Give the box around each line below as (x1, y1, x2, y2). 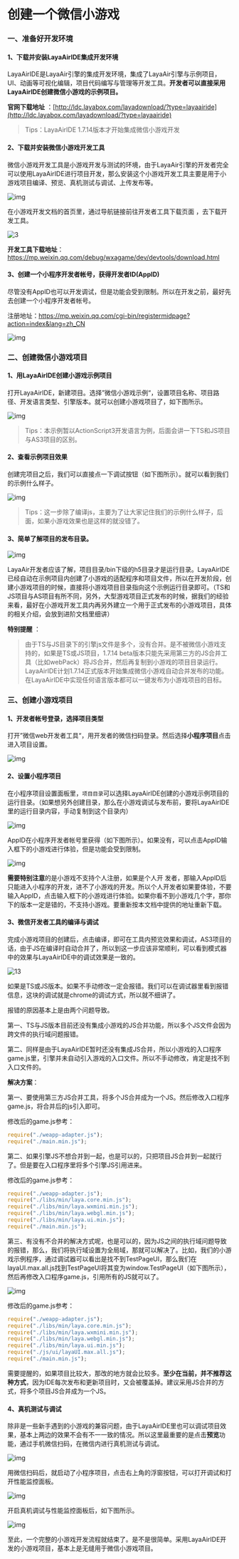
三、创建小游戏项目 (7, 695, 73, 705)
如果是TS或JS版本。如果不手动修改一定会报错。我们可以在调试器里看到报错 (7, 981, 229, 990)
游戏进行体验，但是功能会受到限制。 (38, 845, 144, 853)
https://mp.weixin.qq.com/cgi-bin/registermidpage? (38, 311, 191, 320)
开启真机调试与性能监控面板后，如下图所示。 (7, 1506, 139, 1515)
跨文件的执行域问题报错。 (7, 1030, 83, 1038)
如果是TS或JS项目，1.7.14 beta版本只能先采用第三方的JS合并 (43, 649, 222, 657)
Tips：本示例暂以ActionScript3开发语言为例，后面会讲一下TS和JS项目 (24, 426, 231, 434)
